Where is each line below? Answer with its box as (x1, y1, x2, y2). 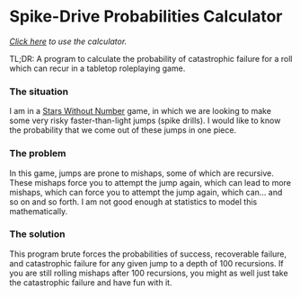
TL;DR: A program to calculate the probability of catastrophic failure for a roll (9, 53, 293, 64)
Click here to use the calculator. (9, 36, 128, 47)
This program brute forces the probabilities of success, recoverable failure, (9, 249, 287, 259)
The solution (9, 228, 66, 240)
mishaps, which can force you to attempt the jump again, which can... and (9, 187, 283, 197)
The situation (9, 85, 69, 98)
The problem (9, 147, 66, 160)
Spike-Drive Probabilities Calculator (9, 6, 283, 27)
